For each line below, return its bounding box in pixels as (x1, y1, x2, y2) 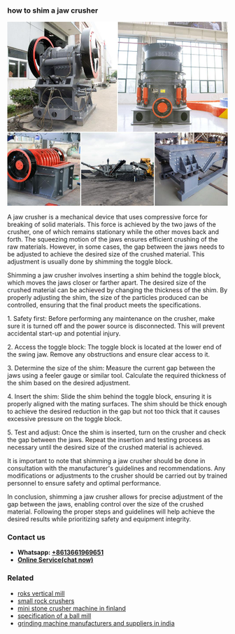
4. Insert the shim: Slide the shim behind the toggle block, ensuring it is (7, 392, 212, 401)
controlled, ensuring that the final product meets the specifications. (7, 301, 201, 309)
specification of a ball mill (17, 612, 92, 620)
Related (7, 573, 34, 583)
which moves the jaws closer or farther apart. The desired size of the (7, 278, 206, 287)
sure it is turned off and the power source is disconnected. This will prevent (7, 322, 225, 330)
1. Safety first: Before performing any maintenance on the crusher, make (7, 314, 215, 322)
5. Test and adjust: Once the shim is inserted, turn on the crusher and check (7, 428, 226, 436)
